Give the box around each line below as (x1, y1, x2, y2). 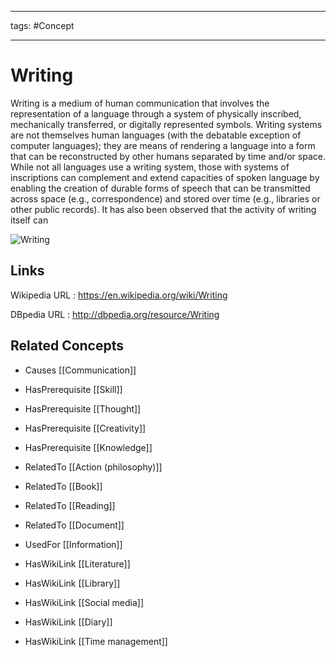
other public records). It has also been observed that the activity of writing (10, 203, 317, 215)
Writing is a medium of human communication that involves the (10, 97, 270, 109)
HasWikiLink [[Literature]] (24, 557, 131, 570)
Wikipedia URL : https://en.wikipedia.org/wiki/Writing (10, 289, 228, 301)
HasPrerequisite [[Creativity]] (24, 422, 147, 434)
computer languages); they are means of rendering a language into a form (10, 139, 316, 151)
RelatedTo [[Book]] (24, 480, 103, 492)
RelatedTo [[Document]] (24, 519, 125, 531)
